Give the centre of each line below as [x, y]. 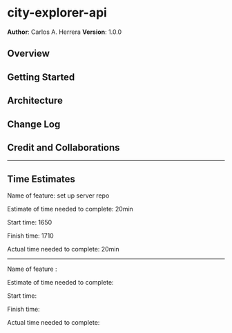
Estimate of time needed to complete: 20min [70, 209]
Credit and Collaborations [64, 148]
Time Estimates [41, 179]
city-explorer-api [57, 13]
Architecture [35, 101]
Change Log [34, 124]
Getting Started [41, 77]
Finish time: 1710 [30, 236]
